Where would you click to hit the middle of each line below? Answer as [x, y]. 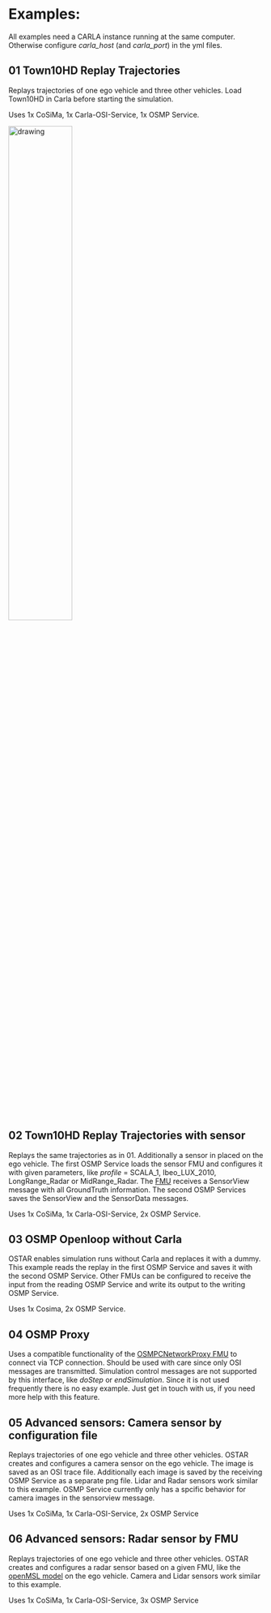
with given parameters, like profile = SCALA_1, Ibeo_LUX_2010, [112, 1172]
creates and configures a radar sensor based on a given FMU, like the [125, 1567]
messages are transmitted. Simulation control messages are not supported [133, 1371]
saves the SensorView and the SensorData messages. [98, 1198]
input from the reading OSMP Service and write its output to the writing [127, 1285]
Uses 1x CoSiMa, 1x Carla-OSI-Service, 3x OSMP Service [104, 1600]
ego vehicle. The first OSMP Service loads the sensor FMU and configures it [135, 1164]
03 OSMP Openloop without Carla [95, 1239]
